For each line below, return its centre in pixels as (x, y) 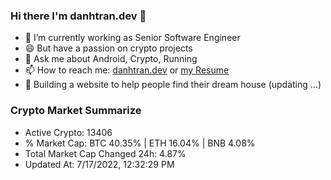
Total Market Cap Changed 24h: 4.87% (105, 153)
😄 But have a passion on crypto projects (108, 48)
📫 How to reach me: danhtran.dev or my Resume (127, 70)
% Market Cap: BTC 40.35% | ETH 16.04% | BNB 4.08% (140, 143)
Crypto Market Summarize (76, 111)
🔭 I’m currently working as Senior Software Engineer (132, 38)
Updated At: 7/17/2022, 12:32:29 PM (99, 164)
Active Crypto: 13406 (68, 132)
